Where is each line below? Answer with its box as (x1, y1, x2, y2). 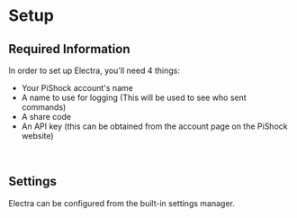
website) (21, 131, 55, 141)
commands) (21, 102, 67, 113)
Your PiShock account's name (21, 83, 134, 93)
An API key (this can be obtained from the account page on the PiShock (21, 121, 288, 132)
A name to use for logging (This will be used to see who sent (21, 92, 247, 103)
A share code (21, 112, 72, 122)
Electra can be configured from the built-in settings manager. (8, 197, 235, 208)
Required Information (8, 41, 130, 57)
